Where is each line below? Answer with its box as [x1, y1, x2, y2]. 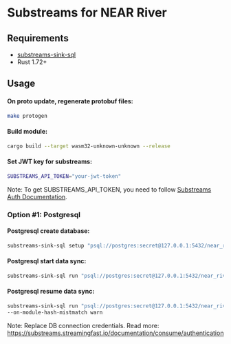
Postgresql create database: [7, 227, 90, 235]
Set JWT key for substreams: [7, 157, 93, 166]
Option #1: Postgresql [7, 210, 81, 219]
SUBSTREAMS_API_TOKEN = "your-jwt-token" [7, 172, 122, 180]
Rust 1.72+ [16, 58, 47, 66]
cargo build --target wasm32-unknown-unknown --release [7, 143, 170, 150]
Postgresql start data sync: [7, 257, 87, 265]
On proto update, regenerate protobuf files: [7, 97, 133, 105]
